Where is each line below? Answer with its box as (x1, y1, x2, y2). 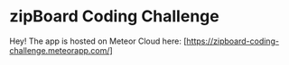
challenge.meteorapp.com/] (9, 45, 113, 55)
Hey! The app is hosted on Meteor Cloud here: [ (9, 36, 187, 46)
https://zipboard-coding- (186, 36, 280, 46)
